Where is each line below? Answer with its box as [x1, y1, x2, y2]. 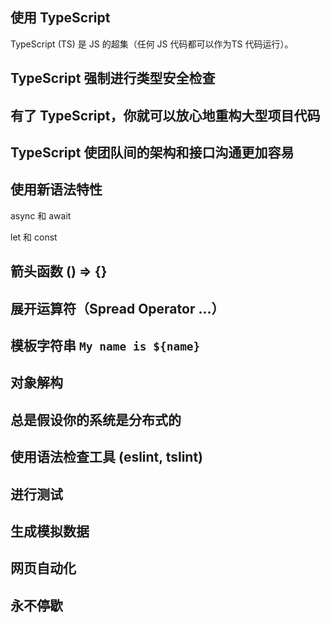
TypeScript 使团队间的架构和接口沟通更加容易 [10, 144, 295, 161]
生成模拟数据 [10, 523, 90, 540]
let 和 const [10, 231, 58, 243]
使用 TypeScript [10, 9, 111, 27]
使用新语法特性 [10, 181, 103, 198]
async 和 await [10, 209, 72, 222]
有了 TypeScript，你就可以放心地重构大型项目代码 [10, 107, 321, 124]
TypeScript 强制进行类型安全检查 [10, 70, 216, 87]
